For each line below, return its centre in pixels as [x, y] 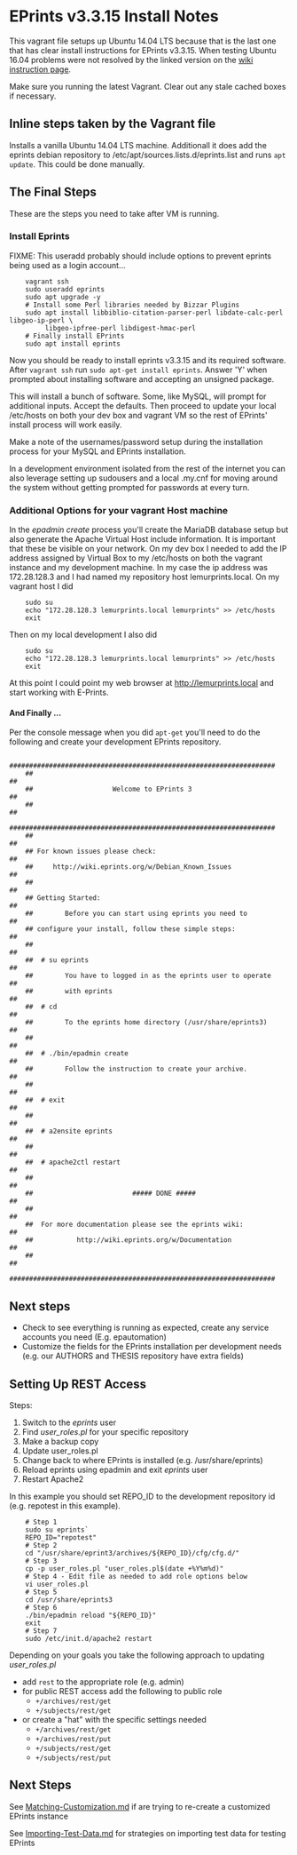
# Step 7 [41, 1631]
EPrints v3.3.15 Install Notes [114, 16]
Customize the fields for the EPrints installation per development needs [152, 1347]
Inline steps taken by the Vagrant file [113, 124]
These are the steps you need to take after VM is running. [114, 213]
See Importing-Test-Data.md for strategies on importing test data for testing [148, 1833]
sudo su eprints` [57, 1530]
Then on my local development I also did [83, 635]
